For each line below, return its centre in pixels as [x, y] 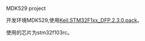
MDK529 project [26, 8]
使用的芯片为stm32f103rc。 [39, 32]
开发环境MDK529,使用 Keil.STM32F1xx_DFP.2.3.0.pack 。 [74, 20]
